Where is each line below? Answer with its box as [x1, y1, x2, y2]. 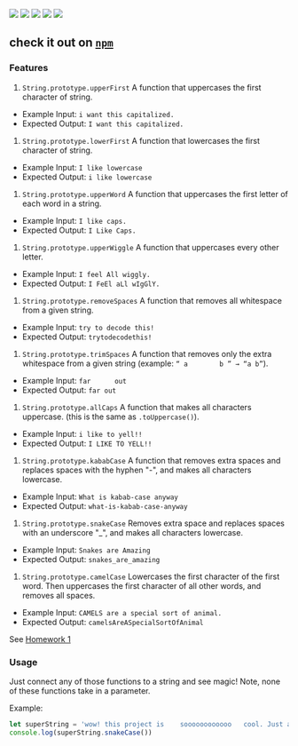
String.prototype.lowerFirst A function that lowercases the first [21, 135, 260, 146]
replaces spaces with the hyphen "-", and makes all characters [21, 464, 252, 475]
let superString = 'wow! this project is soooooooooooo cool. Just [9, 719, 284, 728]
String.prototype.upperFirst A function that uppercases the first [21, 82, 262, 92]
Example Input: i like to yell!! [21, 428, 144, 439]
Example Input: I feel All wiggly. [21, 268, 151, 279]
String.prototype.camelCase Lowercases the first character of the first [21, 571, 280, 582]
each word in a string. [21, 198, 102, 209]
